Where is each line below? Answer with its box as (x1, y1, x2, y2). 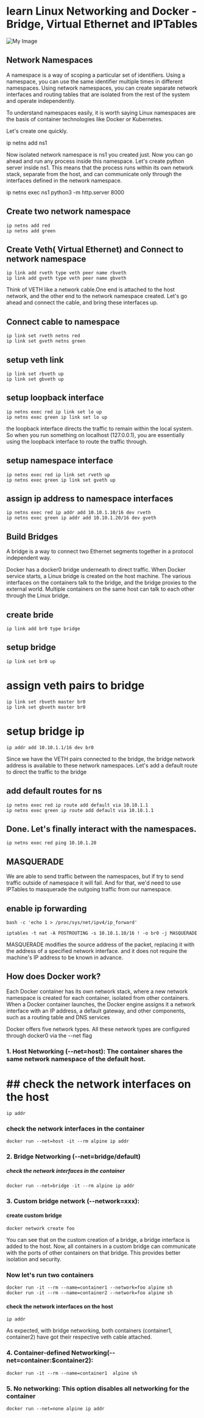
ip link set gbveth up (6, 376, 64, 382)
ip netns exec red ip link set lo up (6, 408, 102, 415)
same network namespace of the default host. (6, 1055, 146, 1063)
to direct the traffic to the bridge (6, 768, 87, 775)
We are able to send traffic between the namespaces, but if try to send (6, 873, 184, 880)
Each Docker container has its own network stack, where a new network (6, 988, 188, 995)
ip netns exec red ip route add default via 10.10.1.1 (6, 802, 149, 808)
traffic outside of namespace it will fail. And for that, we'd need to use (6, 879, 181, 886)
